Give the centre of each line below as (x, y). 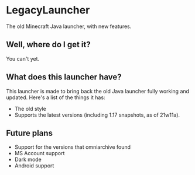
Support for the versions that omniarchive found (72, 147)
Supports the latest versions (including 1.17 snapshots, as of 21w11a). (97, 115)
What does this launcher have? (64, 77)
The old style (30, 108)
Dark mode (28, 160)
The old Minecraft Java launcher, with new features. (69, 26)
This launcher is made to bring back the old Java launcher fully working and (97, 91)
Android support (34, 166)
